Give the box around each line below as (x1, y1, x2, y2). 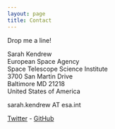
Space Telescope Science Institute (7, 64, 108, 73)
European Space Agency (7, 57, 80, 65)
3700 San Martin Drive (7, 72, 73, 81)
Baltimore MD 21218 (7, 79, 66, 88)
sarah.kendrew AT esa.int (7, 100, 81, 109)
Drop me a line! (7, 36, 52, 44)
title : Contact (7, 17, 52, 24)
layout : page (7, 10, 46, 18)
